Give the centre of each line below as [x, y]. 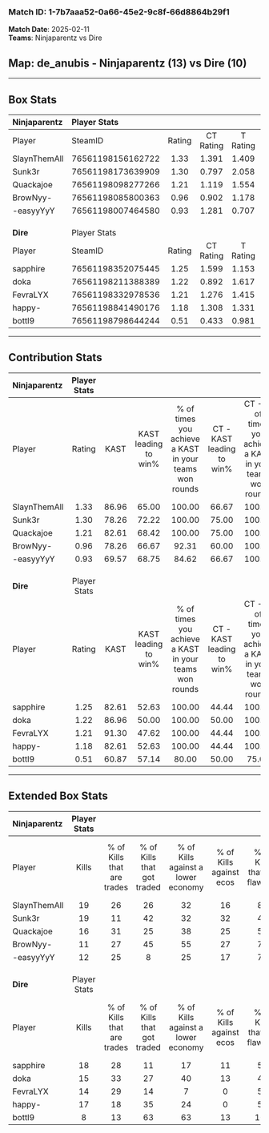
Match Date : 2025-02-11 [49, 30]
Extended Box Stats [58, 796]
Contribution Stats [55, 358]
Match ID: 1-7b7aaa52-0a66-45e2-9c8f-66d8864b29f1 [119, 12]
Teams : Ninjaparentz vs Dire [55, 38]
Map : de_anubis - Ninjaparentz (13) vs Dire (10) [128, 63]
